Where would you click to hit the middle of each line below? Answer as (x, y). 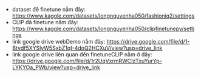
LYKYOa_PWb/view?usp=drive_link (56, 67)
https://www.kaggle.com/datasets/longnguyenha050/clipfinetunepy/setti (103, 28)
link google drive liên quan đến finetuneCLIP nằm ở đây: (82, 54)
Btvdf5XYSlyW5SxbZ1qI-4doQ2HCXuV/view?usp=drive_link (87, 48)
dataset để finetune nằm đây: (49, 9)
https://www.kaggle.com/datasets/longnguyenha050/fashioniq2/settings (103, 16)
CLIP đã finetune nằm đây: (45, 22)
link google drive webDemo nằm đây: (59, 42)
